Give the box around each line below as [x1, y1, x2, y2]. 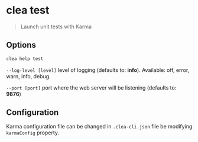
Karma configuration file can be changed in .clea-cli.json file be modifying [6, 123, 193, 130]
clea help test [6, 55, 44, 62]
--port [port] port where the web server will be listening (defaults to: [6, 84, 177, 91]
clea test [6, 4, 50, 17]
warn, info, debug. [6, 72, 51, 80]
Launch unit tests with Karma [20, 23, 92, 30]
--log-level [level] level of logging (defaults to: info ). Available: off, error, [6, 66, 190, 74]
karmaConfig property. [6, 129, 60, 136]
